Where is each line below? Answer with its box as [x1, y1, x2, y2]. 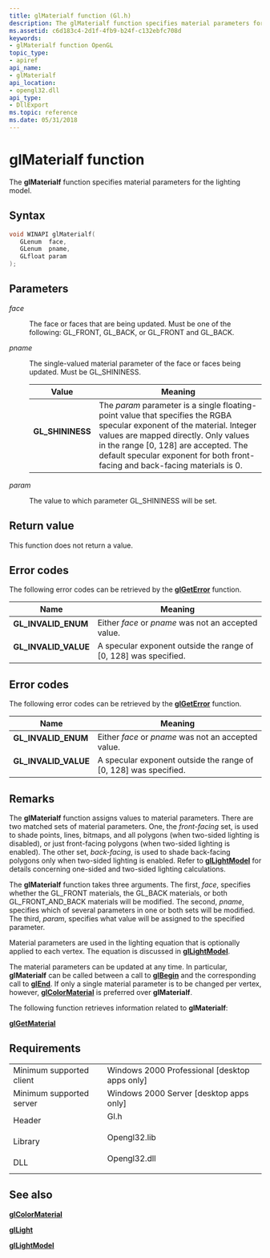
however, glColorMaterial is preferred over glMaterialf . [9, 988, 193, 997]
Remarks [9, 791, 55, 806]
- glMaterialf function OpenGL [9, 42, 114, 50]
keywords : [9, 34, 42, 42]
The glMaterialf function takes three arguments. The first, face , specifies [9, 880, 251, 890]
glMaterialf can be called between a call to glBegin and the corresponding [9, 971, 256, 981]
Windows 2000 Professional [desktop [107, 1064, 251, 1075]
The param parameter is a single [99, 399, 221, 411]
